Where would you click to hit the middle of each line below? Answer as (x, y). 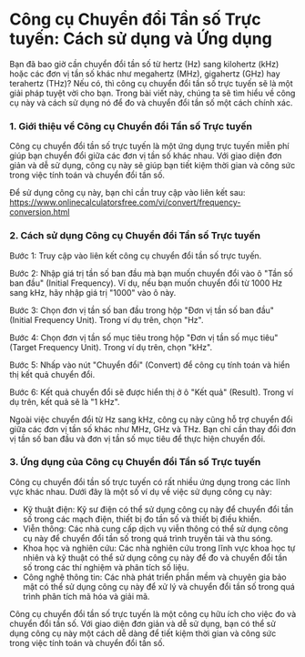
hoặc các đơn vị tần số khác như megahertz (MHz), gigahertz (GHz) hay (145, 74)
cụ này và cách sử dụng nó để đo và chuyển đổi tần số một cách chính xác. (151, 102)
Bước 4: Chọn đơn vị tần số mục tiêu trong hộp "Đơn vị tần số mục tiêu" (144, 338)
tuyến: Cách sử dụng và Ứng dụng (141, 39)
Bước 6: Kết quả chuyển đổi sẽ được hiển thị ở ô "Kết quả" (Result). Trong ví (152, 392)
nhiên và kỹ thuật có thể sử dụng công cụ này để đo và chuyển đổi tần (155, 557)
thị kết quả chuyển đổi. (52, 374)
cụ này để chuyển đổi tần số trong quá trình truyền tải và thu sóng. (147, 538)
